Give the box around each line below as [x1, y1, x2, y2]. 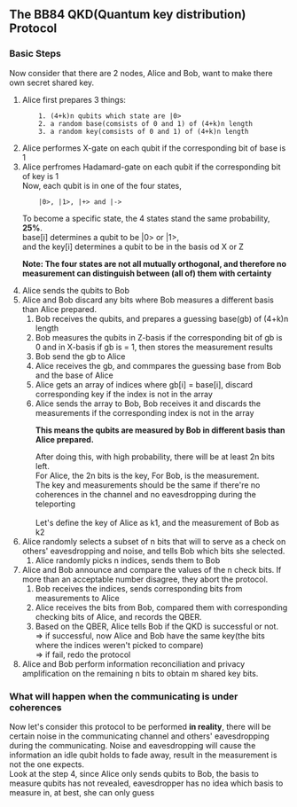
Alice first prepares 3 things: [21, 94, 127, 105]
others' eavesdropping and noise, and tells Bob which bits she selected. [21, 545, 285, 556]
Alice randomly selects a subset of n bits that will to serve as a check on [21, 536, 286, 546]
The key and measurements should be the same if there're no [35, 479, 261, 490]
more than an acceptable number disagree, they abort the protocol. [21, 574, 269, 584]
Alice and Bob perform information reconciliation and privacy [21, 658, 246, 669]
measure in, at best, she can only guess [9, 787, 155, 797]
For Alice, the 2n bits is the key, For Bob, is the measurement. [35, 470, 260, 481]
